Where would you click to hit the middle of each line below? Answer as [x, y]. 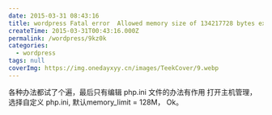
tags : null [27, 61]
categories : [28, 46]
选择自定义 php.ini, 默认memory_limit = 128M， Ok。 [96, 102]
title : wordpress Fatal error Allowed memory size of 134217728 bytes [132, 23]
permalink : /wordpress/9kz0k [57, 38]
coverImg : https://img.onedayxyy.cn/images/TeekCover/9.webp [114, 68]
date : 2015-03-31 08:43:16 [54, 16]
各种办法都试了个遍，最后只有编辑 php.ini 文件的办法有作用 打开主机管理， [133, 92]
